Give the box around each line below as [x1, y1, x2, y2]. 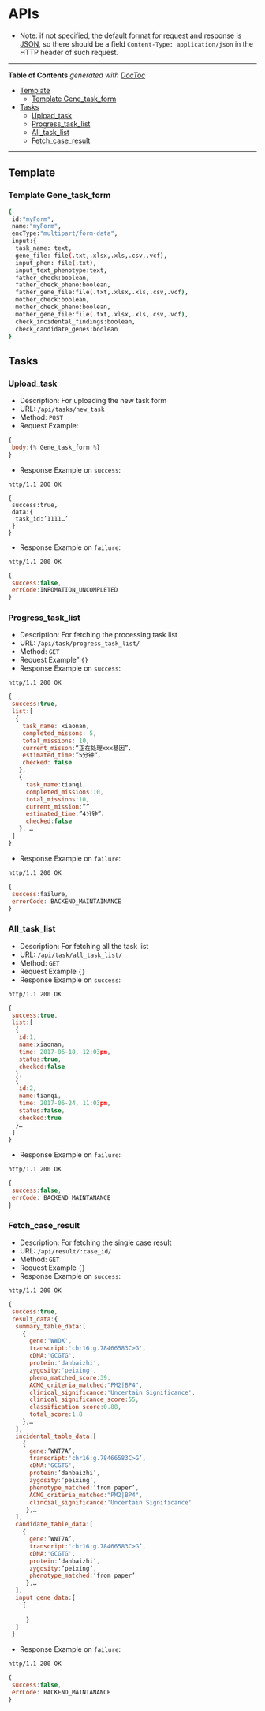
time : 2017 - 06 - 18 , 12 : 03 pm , [18, 1048, 111, 1055]
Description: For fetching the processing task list [19, 630, 177, 640]
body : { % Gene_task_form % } [11, 443, 101, 451]
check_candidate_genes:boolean [15, 325, 118, 333]
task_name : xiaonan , [22, 722, 90, 730]
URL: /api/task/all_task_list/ [19, 950, 122, 959]
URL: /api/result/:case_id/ [19, 1246, 112, 1256]
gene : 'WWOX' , [28, 1337, 73, 1345]
